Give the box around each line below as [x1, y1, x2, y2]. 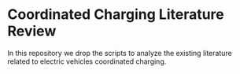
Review [7, 22, 57, 40]
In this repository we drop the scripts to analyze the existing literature [7, 48, 233, 57]
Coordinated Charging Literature [7, 6, 225, 24]
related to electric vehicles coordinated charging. [7, 57, 167, 66]
